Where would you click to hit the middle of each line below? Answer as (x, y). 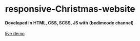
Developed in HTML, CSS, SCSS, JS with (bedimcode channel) (70, 22)
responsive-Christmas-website (70, 9)
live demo (15, 34)
